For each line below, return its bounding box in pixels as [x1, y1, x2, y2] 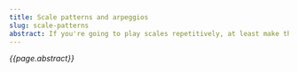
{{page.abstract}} [9, 54, 75, 64]
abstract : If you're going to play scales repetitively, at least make [9, 29, 279, 38]
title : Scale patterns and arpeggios [9, 12, 149, 22]
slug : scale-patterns [9, 21, 90, 30]
